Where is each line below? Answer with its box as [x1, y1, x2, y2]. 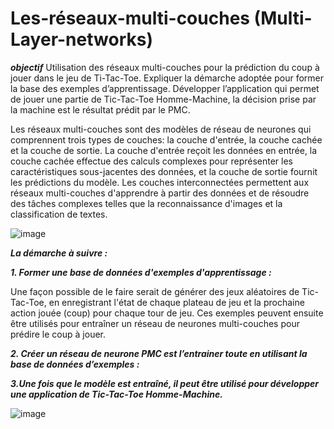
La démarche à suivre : [10, 247, 108, 259]
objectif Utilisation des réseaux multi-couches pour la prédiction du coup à [10, 61, 320, 73]
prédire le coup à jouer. [10, 328, 106, 340]
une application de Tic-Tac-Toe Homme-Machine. [10, 388, 223, 400]
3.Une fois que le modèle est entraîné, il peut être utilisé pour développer [10, 377, 320, 389]
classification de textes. [10, 208, 108, 220]
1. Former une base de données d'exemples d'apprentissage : [10, 266, 272, 278]
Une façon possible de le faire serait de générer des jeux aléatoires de [10, 285, 300, 297]
